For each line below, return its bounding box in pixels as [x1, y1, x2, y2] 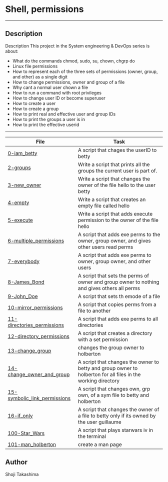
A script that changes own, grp [77, 385, 150, 392]
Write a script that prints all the [77, 161, 150, 168]
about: [5, 48, 18, 54]
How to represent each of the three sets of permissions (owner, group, [12, 68, 158, 74]
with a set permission [77, 336, 128, 343]
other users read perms [77, 243, 133, 250]
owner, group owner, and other [77, 257, 151, 264]
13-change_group [7, 347, 51, 354]
